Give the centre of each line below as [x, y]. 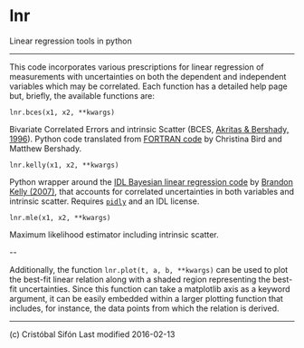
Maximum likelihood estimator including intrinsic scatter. [114, 234]
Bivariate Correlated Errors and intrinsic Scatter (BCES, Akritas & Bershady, [149, 129]
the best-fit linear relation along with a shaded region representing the [140, 279]
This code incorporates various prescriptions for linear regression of [137, 67]
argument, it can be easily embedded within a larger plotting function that [146, 298]
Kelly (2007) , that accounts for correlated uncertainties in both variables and [152, 191]
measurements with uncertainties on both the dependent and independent [148, 76]
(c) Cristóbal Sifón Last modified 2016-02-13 [92, 334]
